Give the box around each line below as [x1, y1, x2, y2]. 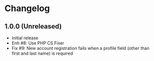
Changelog [4, 3, 50, 14]
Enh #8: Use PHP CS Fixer [11, 40, 64, 46]
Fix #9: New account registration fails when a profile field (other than [11, 46, 150, 51]
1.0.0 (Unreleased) [4, 22, 62, 30]
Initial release [11, 35, 38, 41]
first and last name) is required [11, 50, 73, 56]
